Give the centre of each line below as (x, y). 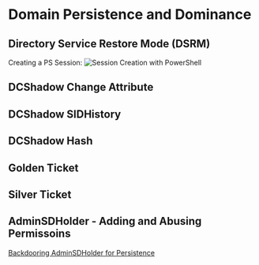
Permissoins (39, 234)
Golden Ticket (43, 168)
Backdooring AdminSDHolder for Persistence (82, 252)
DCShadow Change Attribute (81, 87)
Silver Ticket (40, 194)
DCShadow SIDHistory (65, 114)
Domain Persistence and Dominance (130, 15)
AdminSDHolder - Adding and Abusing (105, 221)
